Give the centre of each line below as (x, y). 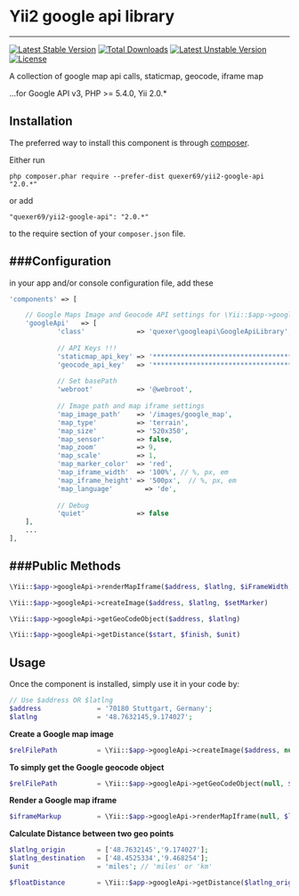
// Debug (73, 505)
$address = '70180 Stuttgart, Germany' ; (111, 708)
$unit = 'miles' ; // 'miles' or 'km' (111, 867)
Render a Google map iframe (63, 800)
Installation (41, 121)
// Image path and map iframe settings (130, 407)
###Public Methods (65, 566)
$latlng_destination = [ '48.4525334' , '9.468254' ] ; (109, 859)
